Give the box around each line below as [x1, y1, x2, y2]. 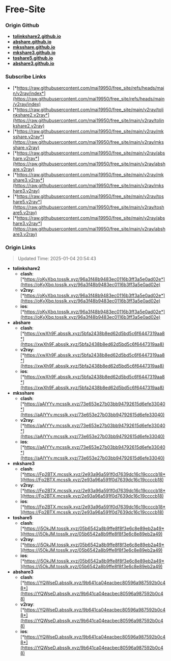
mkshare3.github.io [12, 49, 56, 56]
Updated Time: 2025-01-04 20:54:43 [17, 256, 97, 262]
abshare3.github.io [12, 60, 54, 67]
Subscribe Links [5, 73, 46, 80]
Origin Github [5, 22, 40, 29]
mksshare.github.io [12, 44, 55, 50]
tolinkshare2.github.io [12, 33, 61, 39]
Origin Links [5, 244, 36, 251]
